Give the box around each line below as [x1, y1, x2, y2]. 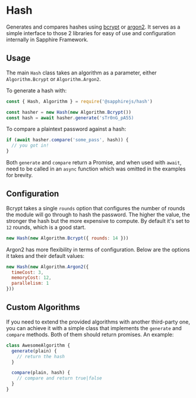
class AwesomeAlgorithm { [6, 342, 70, 349]
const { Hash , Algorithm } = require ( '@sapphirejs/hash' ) [6, 98, 153, 104]
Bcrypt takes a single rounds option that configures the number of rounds [6, 204, 185, 212]
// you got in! [11, 142, 49, 149]
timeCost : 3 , [11, 269, 44, 275]
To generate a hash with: [6, 87, 67, 94]
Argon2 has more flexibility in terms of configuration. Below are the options [6, 245, 190, 253]
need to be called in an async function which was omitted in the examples [6, 165, 186, 172]
